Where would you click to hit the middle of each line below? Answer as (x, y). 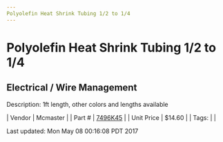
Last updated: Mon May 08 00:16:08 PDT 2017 (72, 131)
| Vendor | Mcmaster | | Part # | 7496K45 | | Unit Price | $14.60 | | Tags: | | (111, 117)
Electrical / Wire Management (72, 88)
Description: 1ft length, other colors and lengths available (87, 104)
